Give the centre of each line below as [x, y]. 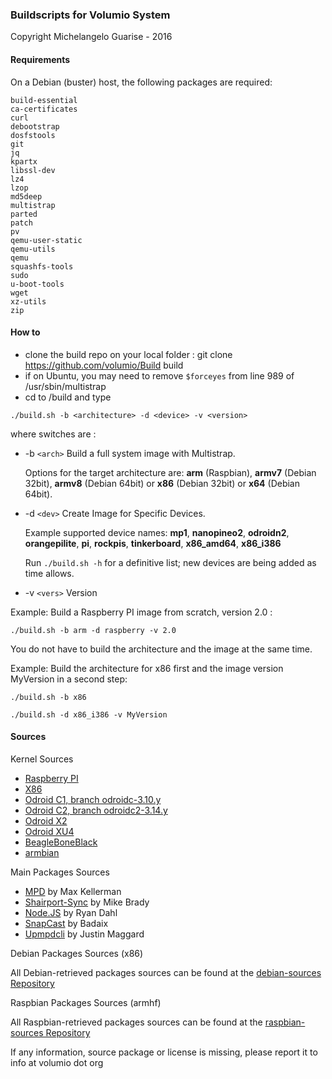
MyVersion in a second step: [69, 679]
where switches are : [53, 434]
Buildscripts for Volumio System [90, 15]
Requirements [40, 59]
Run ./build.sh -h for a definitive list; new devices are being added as [170, 562]
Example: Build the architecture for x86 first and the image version [147, 668]
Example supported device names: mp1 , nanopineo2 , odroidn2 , [157, 532]
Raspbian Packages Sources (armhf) [86, 1002]
